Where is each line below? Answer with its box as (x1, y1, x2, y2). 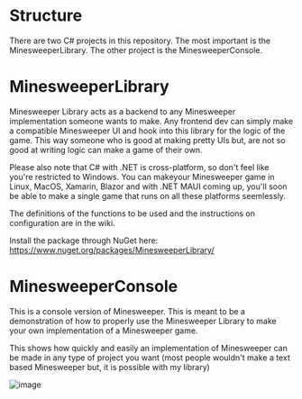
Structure (9, 5, 83, 26)
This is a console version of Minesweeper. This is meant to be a (9, 305, 246, 316)
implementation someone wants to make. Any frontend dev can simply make (9, 115, 294, 126)
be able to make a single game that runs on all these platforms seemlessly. (9, 190, 287, 201)
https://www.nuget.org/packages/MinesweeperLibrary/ (9, 244, 215, 255)
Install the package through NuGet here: (9, 235, 159, 246)
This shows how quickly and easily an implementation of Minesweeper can (9, 342, 288, 353)
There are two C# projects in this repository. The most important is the (9, 35, 271, 46)
